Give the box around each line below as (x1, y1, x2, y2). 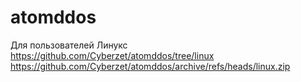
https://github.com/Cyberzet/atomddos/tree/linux (10, 49, 215, 61)
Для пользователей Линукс (10, 39, 128, 51)
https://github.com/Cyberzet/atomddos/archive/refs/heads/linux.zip (10, 60, 291, 72)
